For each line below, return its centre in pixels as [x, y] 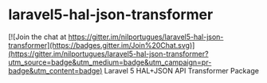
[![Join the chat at [37, 37]
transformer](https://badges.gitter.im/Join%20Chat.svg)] [102, 45]
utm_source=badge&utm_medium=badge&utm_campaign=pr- [110, 62]
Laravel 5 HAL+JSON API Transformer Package [181, 70]
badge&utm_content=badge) [55, 70]
